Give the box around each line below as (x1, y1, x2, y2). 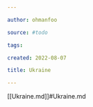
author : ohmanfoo (7, 16, 58, 23)
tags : (7, 41, 23, 49)
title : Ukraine (7, 67, 51, 74)
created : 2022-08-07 (7, 54, 67, 62)
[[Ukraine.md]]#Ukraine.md (7, 92, 87, 101)
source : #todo (7, 29, 49, 36)
